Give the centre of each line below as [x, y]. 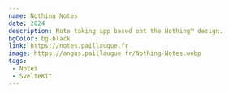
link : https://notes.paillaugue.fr [69, 46]
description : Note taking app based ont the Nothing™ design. [116, 31]
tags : [17, 61]
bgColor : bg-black [39, 38]
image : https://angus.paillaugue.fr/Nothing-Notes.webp [105, 53]
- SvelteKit [32, 76]
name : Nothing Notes [43, 16]
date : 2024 [27, 23]
